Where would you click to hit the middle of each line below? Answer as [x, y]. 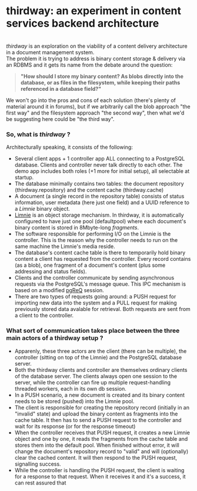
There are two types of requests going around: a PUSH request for [95, 297]
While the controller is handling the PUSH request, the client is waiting [99, 470]
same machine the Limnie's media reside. [65, 247]
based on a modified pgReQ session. [59, 290]
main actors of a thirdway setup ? [55, 338]
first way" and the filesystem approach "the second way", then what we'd [95, 113]
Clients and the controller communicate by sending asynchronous [94, 278]
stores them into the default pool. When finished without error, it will [97, 445]
